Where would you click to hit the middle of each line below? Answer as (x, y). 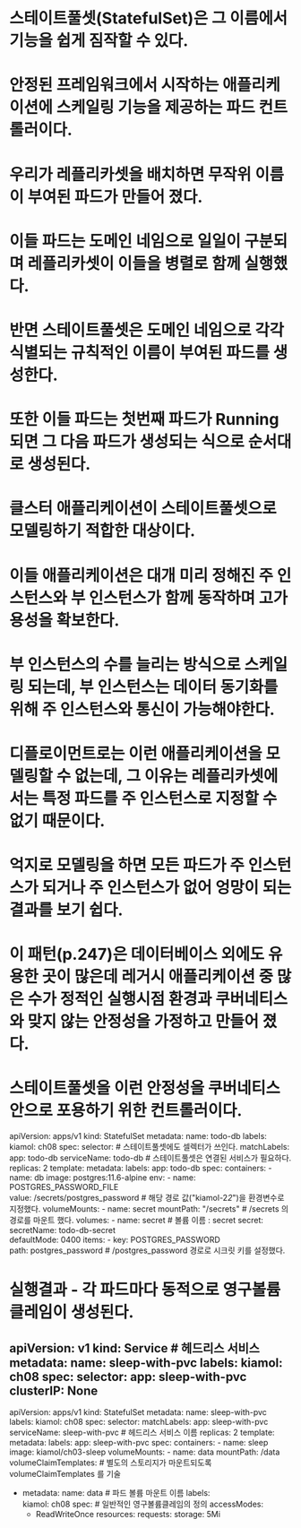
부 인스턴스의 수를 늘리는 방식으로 (125, 665)
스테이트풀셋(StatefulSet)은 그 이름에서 (149, 18)
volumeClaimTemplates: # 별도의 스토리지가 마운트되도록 (111, 1463)
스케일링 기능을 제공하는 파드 (155, 108)
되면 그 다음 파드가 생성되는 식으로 (127, 442)
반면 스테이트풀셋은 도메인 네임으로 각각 (147, 330)
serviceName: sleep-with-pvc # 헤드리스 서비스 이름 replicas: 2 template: (142, 1433)
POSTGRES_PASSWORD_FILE (64, 1187)
